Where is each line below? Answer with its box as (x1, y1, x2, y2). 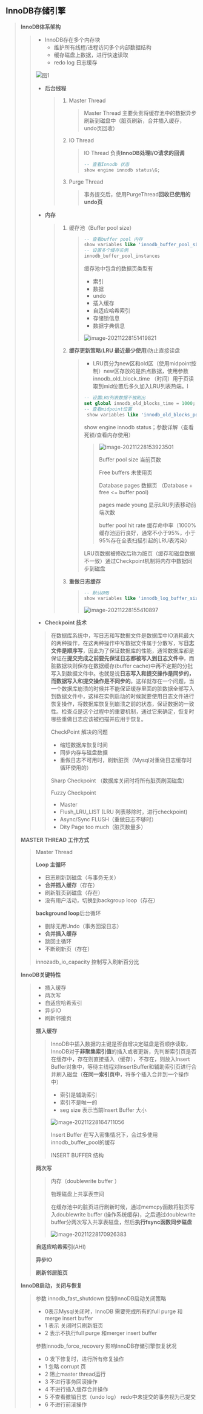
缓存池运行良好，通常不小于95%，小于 (99, 529, 196, 536)
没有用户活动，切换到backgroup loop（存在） (44, 897, 159, 904)
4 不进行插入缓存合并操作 (44, 1385, 108, 1393)
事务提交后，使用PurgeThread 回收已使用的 (84, 190, 191, 198)
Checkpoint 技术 (44, 619, 87, 626)
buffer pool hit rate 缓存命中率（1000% (99, 522, 196, 529)
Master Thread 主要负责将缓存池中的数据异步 (84, 109, 197, 117)
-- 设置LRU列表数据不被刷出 (84, 395, 146, 401)
